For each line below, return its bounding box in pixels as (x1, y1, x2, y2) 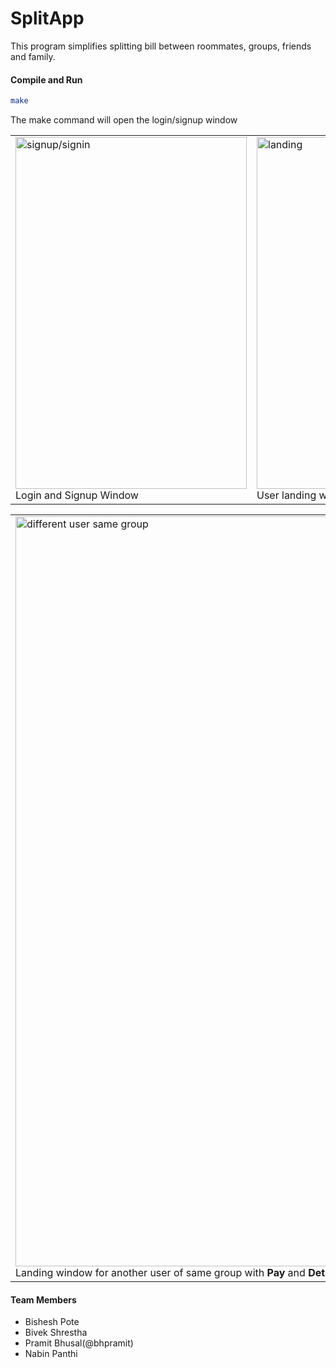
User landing (256, 488, 317, 502)
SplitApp (10, 7, 85, 30)
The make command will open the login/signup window (10, 114, 238, 126)
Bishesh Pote (24, 1316, 80, 1328)
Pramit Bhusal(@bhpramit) (24, 1337, 134, 1349)
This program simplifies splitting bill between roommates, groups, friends (10, 40, 312, 52)
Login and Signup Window (15, 488, 139, 502)
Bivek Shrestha (24, 1327, 88, 1339)
